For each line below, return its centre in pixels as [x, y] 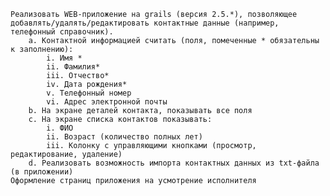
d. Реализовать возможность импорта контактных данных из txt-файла [174, 163]
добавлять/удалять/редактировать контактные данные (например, [145, 23]
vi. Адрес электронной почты [107, 102]
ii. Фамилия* [73, 67]
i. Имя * [64, 58]
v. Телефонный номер [89, 93]
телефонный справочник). [62, 32]
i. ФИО [60, 128]
